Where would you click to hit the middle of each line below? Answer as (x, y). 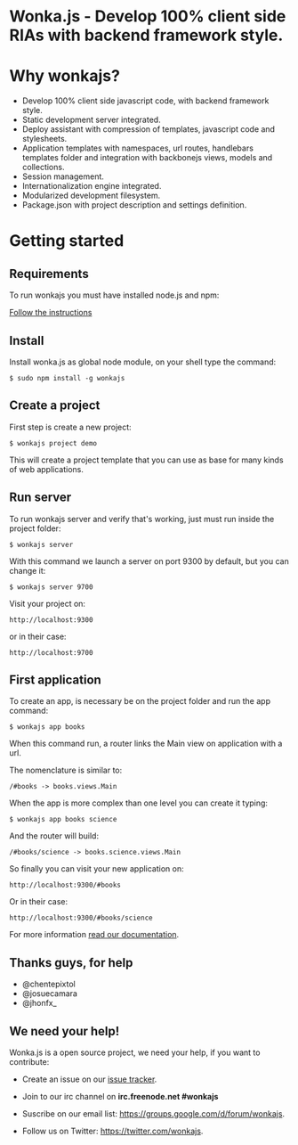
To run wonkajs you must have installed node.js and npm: (114, 295)
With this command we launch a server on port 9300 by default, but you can (149, 561)
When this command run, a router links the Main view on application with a (146, 744)
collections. (43, 168)
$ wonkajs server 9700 (51, 587)
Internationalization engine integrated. (92, 186)
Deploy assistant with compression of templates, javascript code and (149, 129)
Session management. (63, 176)
